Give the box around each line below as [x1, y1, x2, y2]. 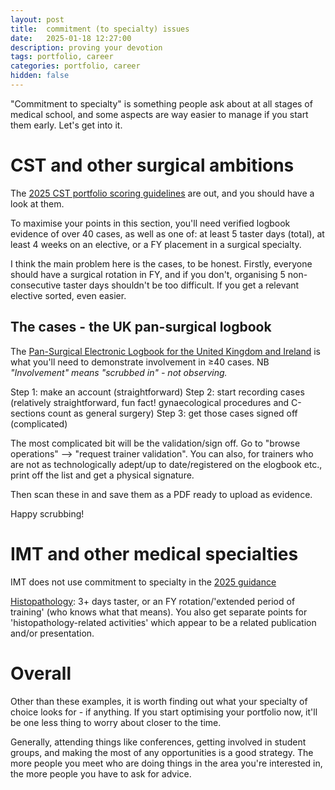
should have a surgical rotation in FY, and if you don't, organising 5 [10, 268, 286, 280]
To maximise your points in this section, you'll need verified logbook [10, 217, 291, 229]
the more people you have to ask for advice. [10, 767, 192, 780]
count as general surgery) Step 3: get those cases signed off [47, 407, 298, 419]
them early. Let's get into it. [10, 119, 123, 131]
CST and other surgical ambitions [10, 154, 295, 177]
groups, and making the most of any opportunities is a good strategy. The [10, 746, 314, 758]
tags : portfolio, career [10, 52, 114, 62]
